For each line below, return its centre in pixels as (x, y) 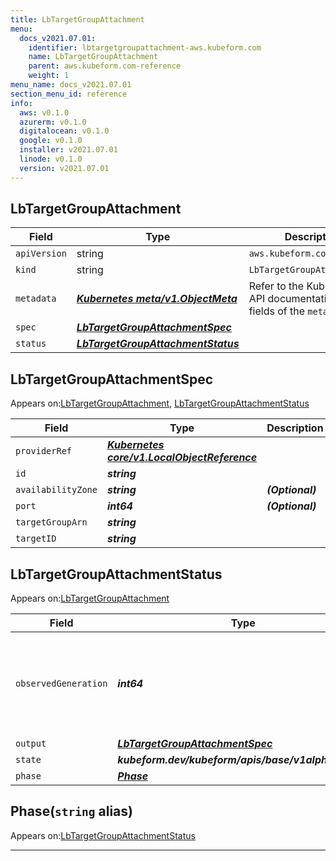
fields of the (277, 311)
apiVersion (41, 254)
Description (295, 428)
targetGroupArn (51, 522)
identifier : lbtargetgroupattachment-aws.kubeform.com (145, 47)
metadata (36, 299)
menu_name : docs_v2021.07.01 (71, 85)
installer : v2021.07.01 (68, 150)
